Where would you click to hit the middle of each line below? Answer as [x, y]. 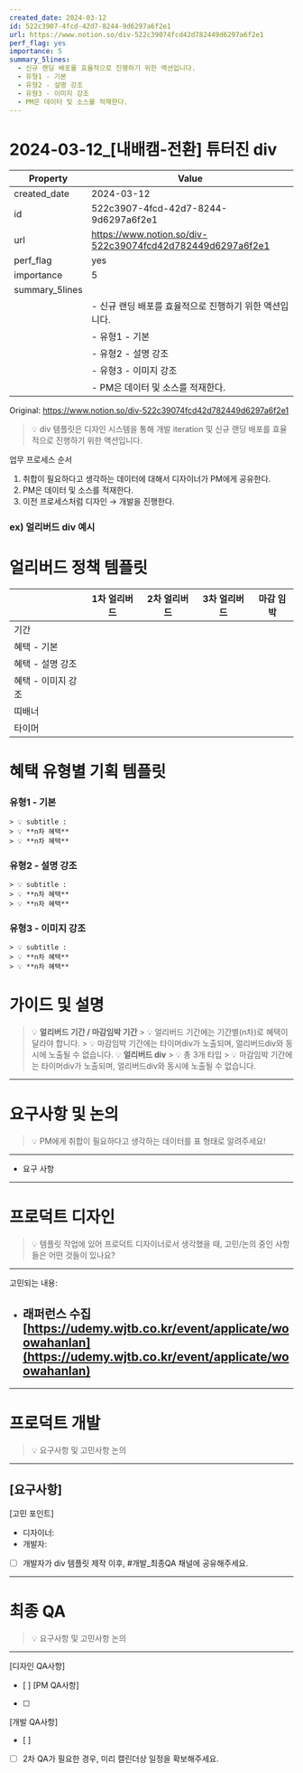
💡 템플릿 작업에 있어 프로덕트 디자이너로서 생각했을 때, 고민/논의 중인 [152, 1244]
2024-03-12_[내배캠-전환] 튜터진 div [143, 149]
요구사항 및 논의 [64, 1114]
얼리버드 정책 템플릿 [79, 568]
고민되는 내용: [34, 1283]
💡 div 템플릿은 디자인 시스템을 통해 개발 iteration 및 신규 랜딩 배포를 [151, 429]
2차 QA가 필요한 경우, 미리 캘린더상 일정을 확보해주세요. [120, 1759]
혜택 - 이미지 [40, 681]
